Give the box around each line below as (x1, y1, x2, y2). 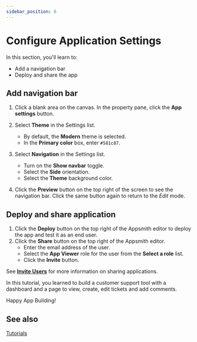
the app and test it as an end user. (14, 231, 98, 239)
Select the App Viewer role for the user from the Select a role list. (23, 250, 184, 257)
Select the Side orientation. (23, 169, 90, 176)
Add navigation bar (6, 88, 78, 98)
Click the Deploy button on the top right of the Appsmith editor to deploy (14, 225, 192, 232)
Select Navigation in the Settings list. (14, 151, 106, 158)
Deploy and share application (6, 209, 116, 219)
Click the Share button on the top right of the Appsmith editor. (14, 238, 166, 245)
